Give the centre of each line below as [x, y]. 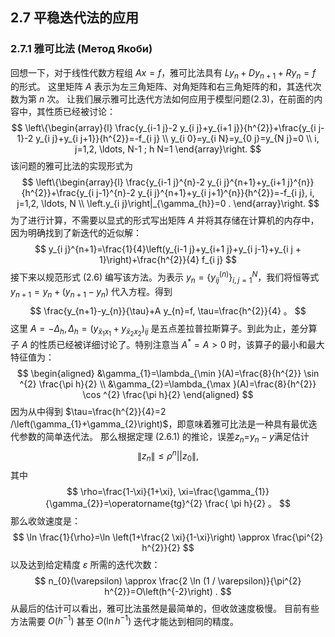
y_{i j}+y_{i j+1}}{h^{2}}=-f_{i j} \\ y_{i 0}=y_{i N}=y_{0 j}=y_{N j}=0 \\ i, [177, 139]
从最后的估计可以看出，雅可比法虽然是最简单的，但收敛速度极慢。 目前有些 [165, 608]
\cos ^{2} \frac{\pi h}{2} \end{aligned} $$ [168, 394]
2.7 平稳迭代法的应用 [74, 18]
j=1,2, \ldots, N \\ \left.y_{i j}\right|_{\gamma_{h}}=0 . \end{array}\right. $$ [168, 204]
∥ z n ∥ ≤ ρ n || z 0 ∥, [168, 456]
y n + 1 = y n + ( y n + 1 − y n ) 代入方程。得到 [91, 292]
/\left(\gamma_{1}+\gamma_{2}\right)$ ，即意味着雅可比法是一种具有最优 [159, 424]
